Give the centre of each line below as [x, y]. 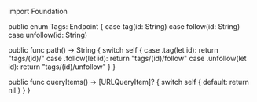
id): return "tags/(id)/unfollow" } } [62, 67]
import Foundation [38, 11]
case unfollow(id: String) [48, 35]
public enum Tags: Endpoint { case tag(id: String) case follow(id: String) [124, 26]
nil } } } [19, 90]
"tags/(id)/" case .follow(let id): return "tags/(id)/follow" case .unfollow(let [127, 58]
